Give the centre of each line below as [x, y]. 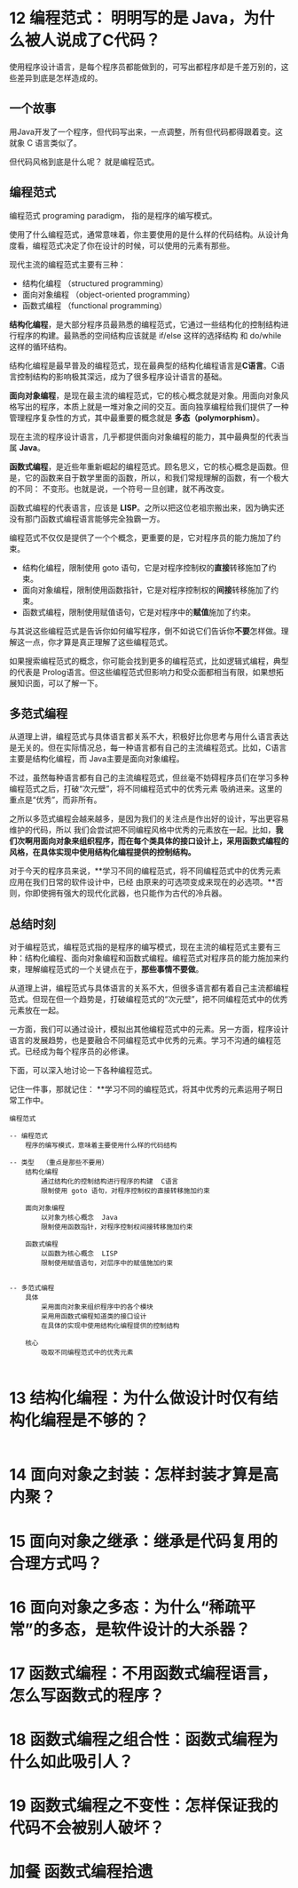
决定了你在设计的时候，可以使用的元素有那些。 [149, 245]
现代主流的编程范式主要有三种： [67, 264]
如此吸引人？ [87, 1762]
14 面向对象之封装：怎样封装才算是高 [144, 1475]
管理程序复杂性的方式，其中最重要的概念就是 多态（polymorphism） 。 [137, 418]
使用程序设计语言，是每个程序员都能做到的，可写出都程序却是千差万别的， [145, 67]
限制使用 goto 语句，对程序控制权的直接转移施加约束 [125, 1191]
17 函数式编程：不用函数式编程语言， [143, 1673]
